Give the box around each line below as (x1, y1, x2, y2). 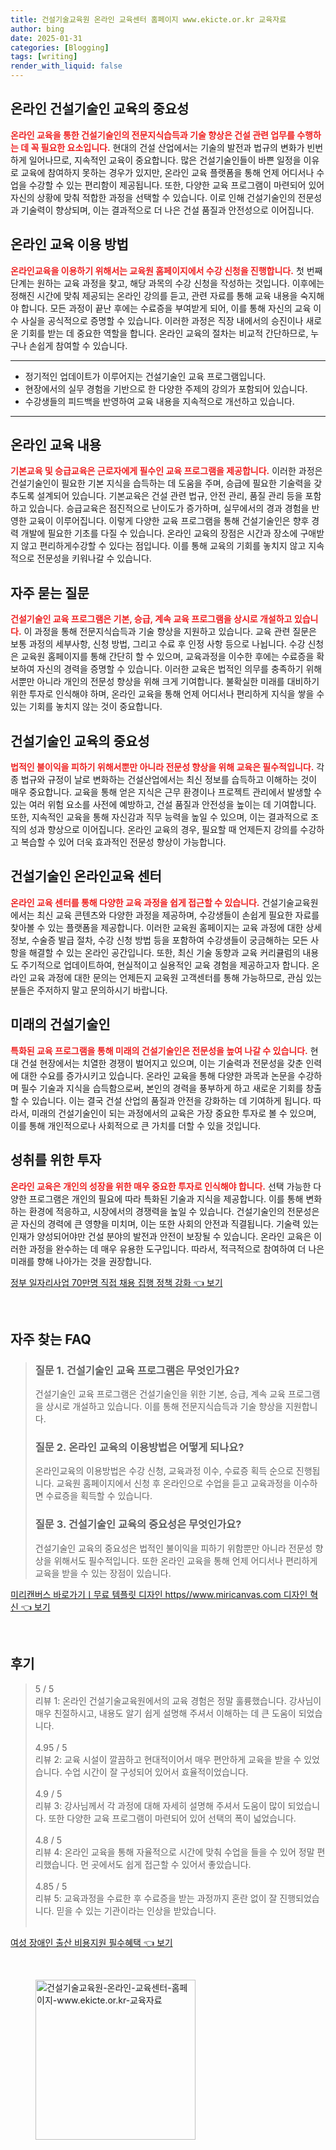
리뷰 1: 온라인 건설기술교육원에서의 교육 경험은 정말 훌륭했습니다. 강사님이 (34, 1694, 322, 1706)
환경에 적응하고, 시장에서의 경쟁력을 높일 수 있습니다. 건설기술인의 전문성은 (28, 1205, 320, 1217)
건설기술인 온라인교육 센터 (10, 868, 162, 885)
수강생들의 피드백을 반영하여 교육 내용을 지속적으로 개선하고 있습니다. (24, 395, 295, 407)
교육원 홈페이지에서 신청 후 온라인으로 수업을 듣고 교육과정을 (56, 1477, 292, 1490)
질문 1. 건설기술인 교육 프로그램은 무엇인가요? (34, 1363, 240, 1377)
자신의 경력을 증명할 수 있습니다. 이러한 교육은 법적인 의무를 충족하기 (36, 663, 304, 675)
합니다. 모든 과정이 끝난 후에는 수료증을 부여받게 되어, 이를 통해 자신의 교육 (20, 302, 312, 314)
